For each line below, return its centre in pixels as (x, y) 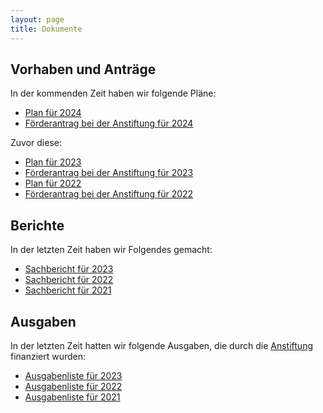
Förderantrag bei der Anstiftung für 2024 (109, 123)
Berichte (37, 225)
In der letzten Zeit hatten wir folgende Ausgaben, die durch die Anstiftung (161, 345)
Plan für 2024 (53, 113)
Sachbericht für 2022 (69, 280)
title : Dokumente (46, 29)
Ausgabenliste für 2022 (73, 386)
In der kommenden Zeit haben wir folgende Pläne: (113, 93)
